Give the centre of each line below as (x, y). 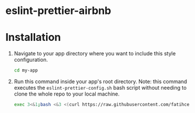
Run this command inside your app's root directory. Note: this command (100, 82)
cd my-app (26, 70)
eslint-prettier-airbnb (58, 11)
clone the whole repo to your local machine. (67, 94)
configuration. (31, 60)
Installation (33, 38)
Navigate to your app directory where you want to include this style (95, 54)
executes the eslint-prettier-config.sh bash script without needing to (100, 88)
